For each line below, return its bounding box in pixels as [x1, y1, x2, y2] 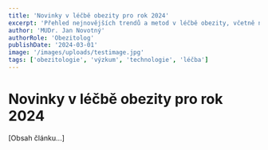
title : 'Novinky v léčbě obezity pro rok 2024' [8, 11, 170, 20]
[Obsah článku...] [8, 133, 65, 143]
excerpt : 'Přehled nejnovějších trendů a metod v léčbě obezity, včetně [8, 19, 255, 27]
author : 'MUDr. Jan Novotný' [8, 26, 105, 34]
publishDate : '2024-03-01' [8, 41, 98, 49]
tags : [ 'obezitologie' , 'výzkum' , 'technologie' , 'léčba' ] [8, 56, 209, 64]
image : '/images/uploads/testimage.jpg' [8, 48, 145, 56]
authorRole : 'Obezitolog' [8, 33, 94, 42]
